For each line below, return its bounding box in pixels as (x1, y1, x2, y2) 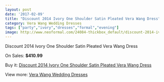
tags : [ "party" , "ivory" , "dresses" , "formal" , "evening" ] (5, 25, 119, 30)
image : (5, 30, 19, 35)
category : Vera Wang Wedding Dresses (5, 20, 82, 26)
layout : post (5, 7, 32, 12)
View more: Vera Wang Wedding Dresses (5, 72, 88, 77)
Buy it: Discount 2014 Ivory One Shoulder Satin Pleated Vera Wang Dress (5, 62, 152, 68)
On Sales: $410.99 (5, 53, 43, 59)
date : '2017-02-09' (5, 12, 45, 17)
